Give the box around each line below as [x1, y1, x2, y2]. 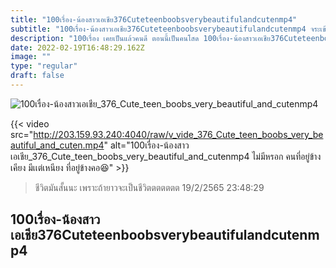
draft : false [10, 71, 65, 81]
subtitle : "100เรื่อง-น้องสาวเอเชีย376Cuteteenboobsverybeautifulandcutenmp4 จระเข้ [10, 24, 327, 34]
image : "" [10, 52, 52, 62]
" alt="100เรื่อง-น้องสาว [103, 139, 190, 151]
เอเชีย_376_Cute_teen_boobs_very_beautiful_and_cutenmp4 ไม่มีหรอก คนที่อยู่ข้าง [10, 150, 322, 162]
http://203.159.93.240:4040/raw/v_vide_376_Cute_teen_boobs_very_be [33, 128, 324, 140]
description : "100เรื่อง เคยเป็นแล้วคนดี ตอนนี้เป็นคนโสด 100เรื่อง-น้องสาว [10, 33, 256, 43]
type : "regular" [10, 61, 78, 71]
